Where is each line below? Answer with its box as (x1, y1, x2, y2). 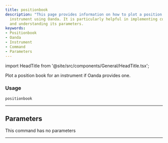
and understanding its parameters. (9, 21, 84, 26)
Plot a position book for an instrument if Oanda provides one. (5, 72, 131, 78)
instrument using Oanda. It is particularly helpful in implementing (9, 16, 157, 21)
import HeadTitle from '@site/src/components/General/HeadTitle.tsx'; (5, 63, 149, 69)
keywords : (5, 26, 26, 31)
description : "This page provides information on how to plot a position (5, 12, 162, 17)
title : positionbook (5, 7, 48, 12)
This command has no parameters (5, 128, 76, 134)
